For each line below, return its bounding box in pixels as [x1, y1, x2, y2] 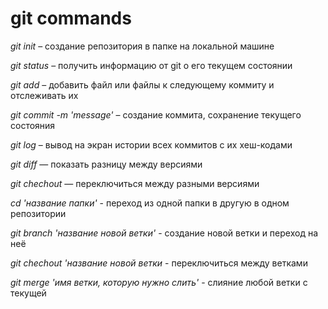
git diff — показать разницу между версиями [10, 158, 203, 170]
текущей [10, 287, 47, 299]
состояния [10, 119, 56, 131]
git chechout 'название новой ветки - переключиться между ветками [10, 257, 308, 269]
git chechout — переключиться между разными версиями [10, 177, 260, 189]
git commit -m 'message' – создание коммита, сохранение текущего [10, 108, 302, 121]
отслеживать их [10, 89, 79, 101]
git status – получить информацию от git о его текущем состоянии [10, 59, 293, 71]
